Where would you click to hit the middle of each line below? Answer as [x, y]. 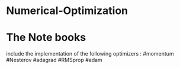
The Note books [46, 38]
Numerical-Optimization [67, 11]
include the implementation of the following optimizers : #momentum [90, 54]
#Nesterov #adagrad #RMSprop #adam [54, 60]
